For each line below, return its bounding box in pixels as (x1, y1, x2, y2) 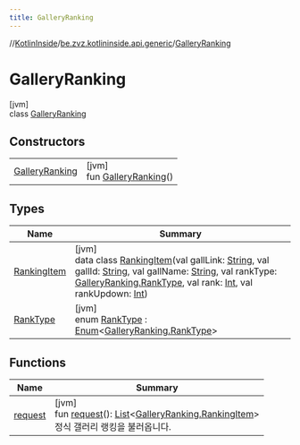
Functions (9, 355, 67, 370)
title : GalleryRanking (9, 13, 94, 22)
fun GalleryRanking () (86, 171, 174, 184)
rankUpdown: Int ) (74, 287, 148, 300)
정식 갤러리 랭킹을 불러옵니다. (54, 421, 171, 432)
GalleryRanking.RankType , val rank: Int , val (74, 277, 253, 289)
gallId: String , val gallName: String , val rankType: (74, 265, 278, 278)
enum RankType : (74, 313, 147, 326)
